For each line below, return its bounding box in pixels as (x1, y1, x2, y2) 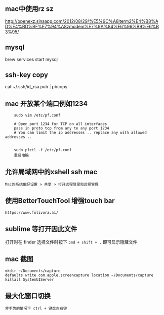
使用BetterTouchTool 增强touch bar (5, 196, 115, 205)
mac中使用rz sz (5, 4, 54, 13)
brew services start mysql (5, 56, 58, 62)
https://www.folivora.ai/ (5, 210, 58, 215)
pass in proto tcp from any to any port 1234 (14, 126, 110, 131)
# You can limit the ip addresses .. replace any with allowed (14, 130, 147, 135)
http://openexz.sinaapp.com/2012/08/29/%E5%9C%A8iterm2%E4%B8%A (5, 18, 159, 24)
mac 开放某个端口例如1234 (5, 99, 88, 108)
